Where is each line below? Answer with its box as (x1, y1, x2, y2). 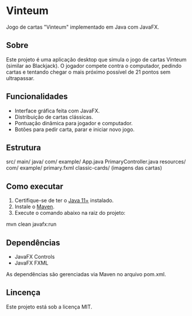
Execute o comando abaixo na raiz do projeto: (14, 209, 126, 217)
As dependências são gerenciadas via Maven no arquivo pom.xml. (6, 271, 166, 277)
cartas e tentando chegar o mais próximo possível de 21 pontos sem (6, 68, 171, 75)
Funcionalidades (6, 92, 68, 102)
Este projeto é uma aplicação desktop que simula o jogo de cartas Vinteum (6, 56, 187, 63)
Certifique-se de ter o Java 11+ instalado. (14, 197, 114, 204)
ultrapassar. (6, 74, 35, 81)
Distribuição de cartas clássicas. (14, 113, 94, 121)
